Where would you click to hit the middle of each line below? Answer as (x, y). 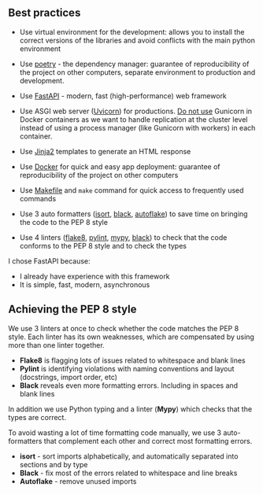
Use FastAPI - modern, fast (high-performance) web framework (123, 96)
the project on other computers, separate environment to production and (137, 72)
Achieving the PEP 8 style (72, 310)
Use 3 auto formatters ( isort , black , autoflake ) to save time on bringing (133, 214)
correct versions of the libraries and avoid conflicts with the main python (137, 40)
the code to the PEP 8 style (64, 222)
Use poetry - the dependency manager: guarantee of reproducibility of (134, 64)
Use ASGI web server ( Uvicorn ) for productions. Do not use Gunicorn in (136, 111)
